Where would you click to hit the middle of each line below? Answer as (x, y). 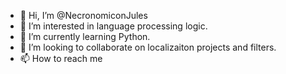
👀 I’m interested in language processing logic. (113, 26)
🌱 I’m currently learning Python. (85, 36)
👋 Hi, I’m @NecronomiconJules (83, 15)
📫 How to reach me (61, 58)
